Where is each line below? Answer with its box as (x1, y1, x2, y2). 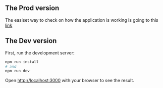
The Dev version (5, 37, 57, 45)
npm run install (5, 59, 39, 64)
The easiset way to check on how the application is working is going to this (5, 17, 159, 23)
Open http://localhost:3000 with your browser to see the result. (5, 78, 135, 84)
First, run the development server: (5, 49, 75, 56)
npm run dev (5, 69, 30, 74)
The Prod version (5, 4, 59, 12)
